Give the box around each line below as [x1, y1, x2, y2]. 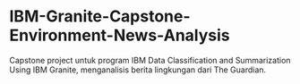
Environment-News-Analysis [9, 25, 230, 46]
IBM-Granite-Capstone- [9, 6, 191, 27]
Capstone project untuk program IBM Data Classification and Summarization [9, 55, 291, 65]
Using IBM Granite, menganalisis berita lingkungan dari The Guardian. [9, 64, 267, 75]
